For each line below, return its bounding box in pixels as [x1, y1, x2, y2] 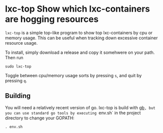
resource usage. [5, 40, 38, 46]
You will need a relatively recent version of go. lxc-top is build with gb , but [5, 104, 156, 110]
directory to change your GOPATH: [5, 115, 74, 121]
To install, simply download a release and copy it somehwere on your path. [5, 50, 155, 55]
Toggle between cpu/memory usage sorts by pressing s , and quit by [5, 72, 142, 78]
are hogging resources [5, 14, 99, 25]
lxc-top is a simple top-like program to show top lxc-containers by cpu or [5, 30, 153, 35]
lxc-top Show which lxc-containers [5, 3, 150, 15]
